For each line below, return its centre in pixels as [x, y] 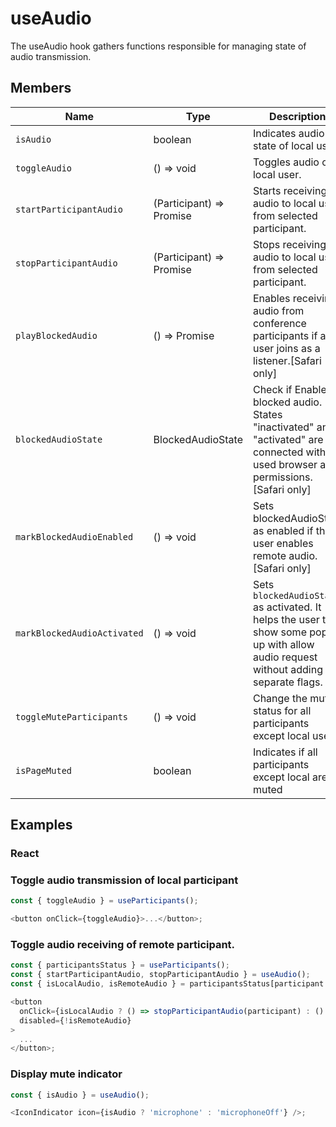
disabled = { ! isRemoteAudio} [75, 1020]
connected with [289, 452]
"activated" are [288, 439]
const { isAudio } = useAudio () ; [80, 1095]
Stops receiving [289, 244]
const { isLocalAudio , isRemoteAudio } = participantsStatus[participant [167, 984]
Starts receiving [290, 190]
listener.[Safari [287, 360]
